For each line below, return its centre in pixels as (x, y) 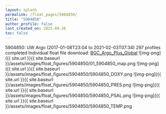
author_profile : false (29, 24)
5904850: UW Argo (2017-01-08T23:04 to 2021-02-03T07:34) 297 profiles (83, 47)
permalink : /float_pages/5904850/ (41, 15)
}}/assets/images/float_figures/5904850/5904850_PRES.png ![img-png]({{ (83, 85)
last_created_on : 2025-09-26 (36, 29)
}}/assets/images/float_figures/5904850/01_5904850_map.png (70, 64)
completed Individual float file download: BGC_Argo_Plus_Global (71, 53)
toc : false (17, 33)
